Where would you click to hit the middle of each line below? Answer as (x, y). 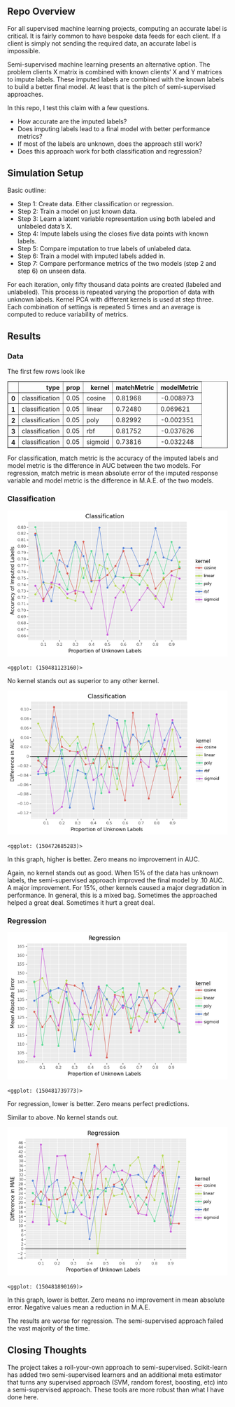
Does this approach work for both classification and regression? (110, 151)
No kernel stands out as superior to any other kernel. (83, 681)
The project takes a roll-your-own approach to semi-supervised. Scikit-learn (117, 1367)
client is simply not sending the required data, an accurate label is (102, 43)
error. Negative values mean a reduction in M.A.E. (79, 1307)
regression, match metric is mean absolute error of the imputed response (113, 473)
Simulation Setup (45, 174)
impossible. (24, 51)
